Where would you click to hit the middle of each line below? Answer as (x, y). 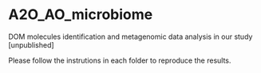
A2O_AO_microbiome (81, 15)
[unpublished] (31, 44)
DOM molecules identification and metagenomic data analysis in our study (130, 36)
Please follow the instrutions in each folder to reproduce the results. (120, 60)
